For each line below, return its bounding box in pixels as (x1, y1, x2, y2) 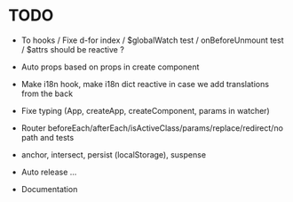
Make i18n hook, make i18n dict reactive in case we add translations (20, 78, 270, 89)
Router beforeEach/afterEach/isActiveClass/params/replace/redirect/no (20, 122, 283, 133)
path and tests (20, 132, 75, 142)
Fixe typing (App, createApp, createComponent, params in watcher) (20, 105, 270, 116)
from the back (20, 88, 73, 99)
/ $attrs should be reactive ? (20, 44, 125, 54)
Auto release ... (20, 166, 77, 177)
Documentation (20, 183, 78, 194)
